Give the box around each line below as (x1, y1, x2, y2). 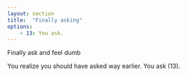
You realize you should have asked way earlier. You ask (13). (7, 62, 181, 70)
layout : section (7, 10, 54, 17)
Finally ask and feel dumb (7, 49, 82, 57)
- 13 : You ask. (20, 29, 64, 37)
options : (7, 23, 33, 30)
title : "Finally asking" (7, 17, 82, 24)
